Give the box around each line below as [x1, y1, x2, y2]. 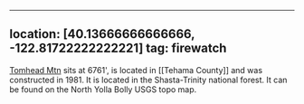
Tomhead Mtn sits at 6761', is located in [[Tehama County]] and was [9, 64, 263, 75]
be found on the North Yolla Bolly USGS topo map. [9, 83, 197, 95]
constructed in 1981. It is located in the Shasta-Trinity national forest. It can [9, 74, 288, 85]
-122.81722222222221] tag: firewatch [9, 41, 227, 56]
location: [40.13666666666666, [9, 26, 195, 42]
